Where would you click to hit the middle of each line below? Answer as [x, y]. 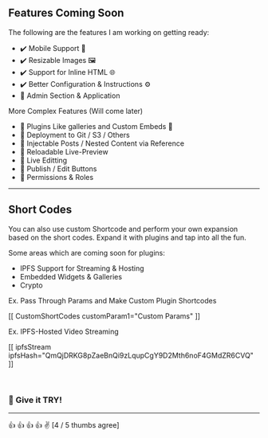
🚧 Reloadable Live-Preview [64, 151]
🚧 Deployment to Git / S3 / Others [75, 135]
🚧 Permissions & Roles [57, 177]
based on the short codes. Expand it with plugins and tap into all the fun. [127, 237]
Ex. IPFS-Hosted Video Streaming [64, 331]
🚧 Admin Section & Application [70, 96]
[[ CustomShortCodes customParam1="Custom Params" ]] [104, 316]
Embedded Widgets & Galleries [71, 276]
